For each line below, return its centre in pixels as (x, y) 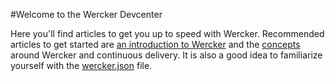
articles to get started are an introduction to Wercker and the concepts (155, 44)
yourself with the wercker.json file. (81, 65)
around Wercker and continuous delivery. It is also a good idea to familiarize (166, 55)
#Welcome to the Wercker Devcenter (86, 14)
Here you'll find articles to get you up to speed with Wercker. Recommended (167, 33)
